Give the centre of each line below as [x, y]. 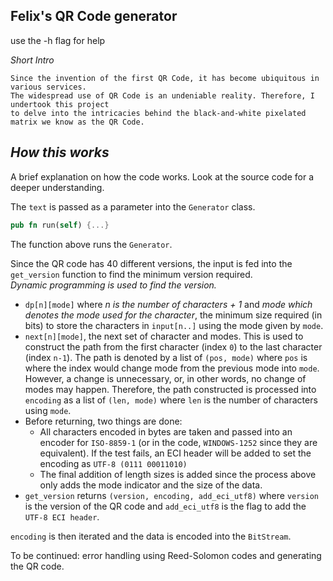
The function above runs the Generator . [91, 244]
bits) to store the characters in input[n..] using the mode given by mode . [174, 325]
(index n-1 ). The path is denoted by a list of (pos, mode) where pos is [166, 357]
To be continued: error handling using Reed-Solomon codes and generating [166, 555]
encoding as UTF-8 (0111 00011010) [113, 463]
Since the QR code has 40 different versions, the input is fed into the [151, 263]
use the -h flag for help [58, 40]
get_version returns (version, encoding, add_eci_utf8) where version [171, 495]
